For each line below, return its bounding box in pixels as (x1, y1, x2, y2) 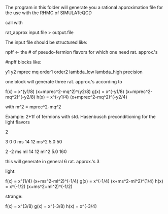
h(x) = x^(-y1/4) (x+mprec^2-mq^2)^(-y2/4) (36, 94, 128, 100)
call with (5, 20, 23, 25)
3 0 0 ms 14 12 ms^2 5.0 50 (5, 139, 62, 144)
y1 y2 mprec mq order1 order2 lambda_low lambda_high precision (5, 69, 143, 75)
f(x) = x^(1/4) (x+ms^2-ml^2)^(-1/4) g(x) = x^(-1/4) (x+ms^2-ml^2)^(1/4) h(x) (5, 178, 163, 184)
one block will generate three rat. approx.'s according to (5, 79, 123, 84)
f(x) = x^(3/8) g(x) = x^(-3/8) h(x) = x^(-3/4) (5, 203, 97, 209)
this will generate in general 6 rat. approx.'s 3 (5, 159, 100, 164)
